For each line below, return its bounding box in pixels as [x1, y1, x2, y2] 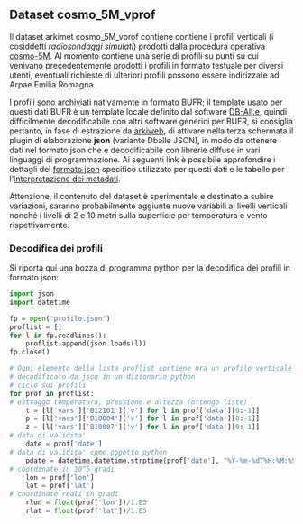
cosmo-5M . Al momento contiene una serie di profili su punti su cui [9, 50, 260, 61]
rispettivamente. [9, 219, 70, 230]
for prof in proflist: [9, 389, 95, 398]
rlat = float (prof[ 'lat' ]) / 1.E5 [25, 507, 147, 516]
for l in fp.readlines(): [9, 331, 106, 340]
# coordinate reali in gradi [9, 490, 119, 499]
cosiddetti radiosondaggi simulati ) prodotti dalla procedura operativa [9, 41, 266, 51]
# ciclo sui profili [9, 381, 87, 390]
